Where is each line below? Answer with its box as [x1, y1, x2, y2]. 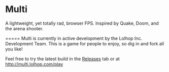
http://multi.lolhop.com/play [5, 61, 63, 67]
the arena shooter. [5, 25, 44, 31]
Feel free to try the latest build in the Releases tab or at [5, 55, 120, 61]
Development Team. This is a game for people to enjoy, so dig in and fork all [5, 40, 164, 46]
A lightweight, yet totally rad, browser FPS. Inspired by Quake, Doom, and [5, 20, 159, 26]
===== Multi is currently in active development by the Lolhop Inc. [5, 35, 143, 41]
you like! [5, 46, 23, 52]
